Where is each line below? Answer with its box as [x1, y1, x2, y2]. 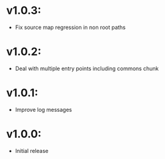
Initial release [15, 147, 49, 154]
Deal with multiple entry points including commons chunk [15, 65, 159, 72]
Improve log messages [15, 106, 72, 113]
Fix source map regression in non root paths [15, 24, 126, 31]
